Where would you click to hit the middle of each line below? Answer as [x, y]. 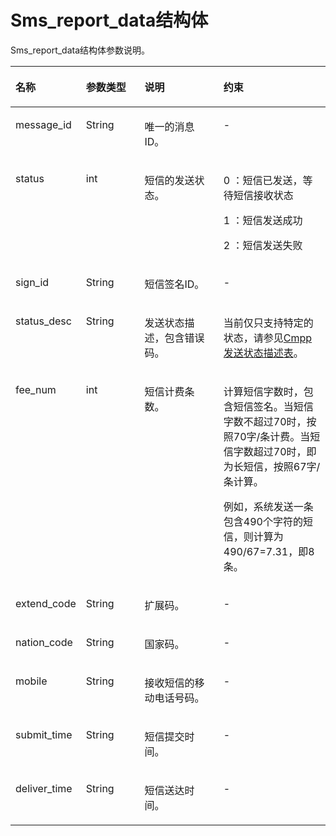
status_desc [43, 321]
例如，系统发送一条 [268, 506]
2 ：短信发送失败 [263, 245]
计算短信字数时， [263, 391]
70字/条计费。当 [272, 436]
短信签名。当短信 [273, 406]
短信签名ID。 [174, 284]
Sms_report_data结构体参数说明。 [80, 50]
